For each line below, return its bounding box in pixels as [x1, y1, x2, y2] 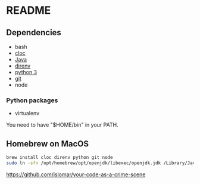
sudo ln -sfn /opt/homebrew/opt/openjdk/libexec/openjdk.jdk [6, 160, 161, 166]
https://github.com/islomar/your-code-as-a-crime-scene [6, 171, 146, 178]
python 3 [14, 69, 37, 75]
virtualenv [14, 110, 40, 117]
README [6, 4, 51, 17]
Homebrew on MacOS [6, 139, 89, 149]
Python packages [6, 96, 58, 105]
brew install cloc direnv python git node [6, 155, 113, 161]
